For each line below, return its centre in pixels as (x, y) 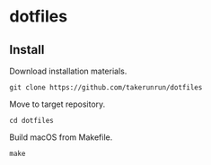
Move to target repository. (57, 104)
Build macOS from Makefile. (61, 137)
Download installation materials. (68, 71)
